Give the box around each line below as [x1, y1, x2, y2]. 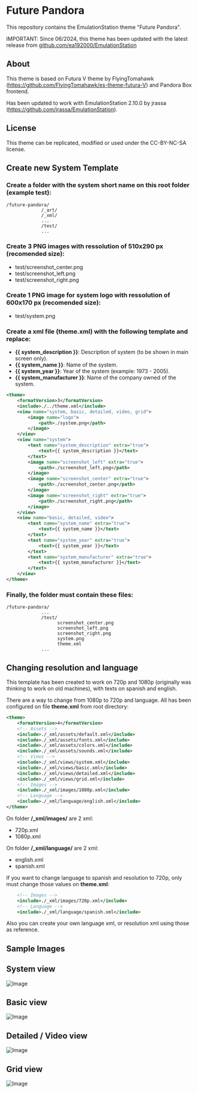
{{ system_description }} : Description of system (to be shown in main [14, 349, 189, 356]
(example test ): [6, 188, 52, 196]
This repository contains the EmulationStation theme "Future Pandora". [6, 23, 181, 31]
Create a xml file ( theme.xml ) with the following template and [6, 327, 188, 335]
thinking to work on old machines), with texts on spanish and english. [6, 685, 178, 692]
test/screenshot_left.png [14, 270, 76, 277]
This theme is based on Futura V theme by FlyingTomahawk [6, 75, 154, 82]
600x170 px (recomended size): [6, 299, 101, 307]
